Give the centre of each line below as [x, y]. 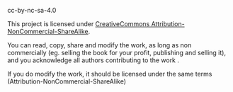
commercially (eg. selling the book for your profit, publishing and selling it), [117, 53]
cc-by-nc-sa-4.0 [32, 10]
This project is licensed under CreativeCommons [79, 24]
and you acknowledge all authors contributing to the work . [93, 60]
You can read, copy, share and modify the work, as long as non [100, 45]
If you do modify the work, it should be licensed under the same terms [110, 74]
